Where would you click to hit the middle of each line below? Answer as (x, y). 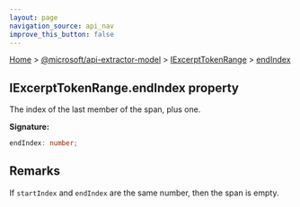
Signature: (29, 127)
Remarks (35, 171)
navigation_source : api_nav (62, 26)
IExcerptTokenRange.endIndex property (124, 87)
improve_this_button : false (62, 34)
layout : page (34, 17)
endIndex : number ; (44, 143)
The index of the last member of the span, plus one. (105, 109)
